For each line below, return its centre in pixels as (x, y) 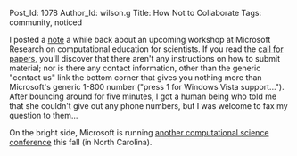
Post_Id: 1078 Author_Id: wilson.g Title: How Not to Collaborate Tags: (135, 13)
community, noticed (46, 22)
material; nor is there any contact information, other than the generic (135, 68)
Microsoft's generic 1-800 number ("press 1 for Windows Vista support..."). (147, 87)
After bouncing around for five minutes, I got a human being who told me (143, 96)
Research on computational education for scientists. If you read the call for (146, 49)
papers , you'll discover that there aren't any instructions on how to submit (145, 58)
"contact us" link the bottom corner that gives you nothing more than (136, 78)
